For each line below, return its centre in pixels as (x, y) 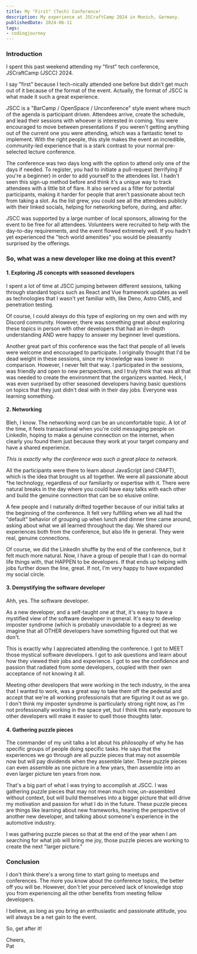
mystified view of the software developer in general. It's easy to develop (94, 618)
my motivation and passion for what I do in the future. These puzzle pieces (97, 804)
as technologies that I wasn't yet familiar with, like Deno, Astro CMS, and (94, 298)
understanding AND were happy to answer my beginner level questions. (93, 334)
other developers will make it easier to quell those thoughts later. (84, 716)
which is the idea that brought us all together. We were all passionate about (97, 476)
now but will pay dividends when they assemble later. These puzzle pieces (96, 761)
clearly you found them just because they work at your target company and (97, 441)
